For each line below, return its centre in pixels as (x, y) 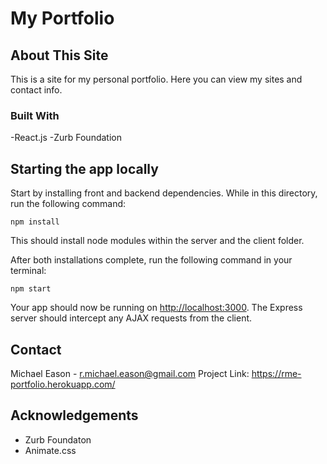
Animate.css (50, 450)
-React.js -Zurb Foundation (66, 138)
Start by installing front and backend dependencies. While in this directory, (164, 193)
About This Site (59, 55)
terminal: (28, 271)
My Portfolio (62, 18)
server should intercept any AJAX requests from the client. (131, 318)
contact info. (36, 90)
